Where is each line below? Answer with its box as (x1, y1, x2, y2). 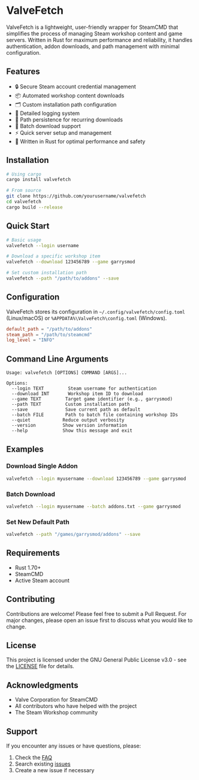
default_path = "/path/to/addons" (6, 326, 93, 332)
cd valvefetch (6, 199, 42, 205)
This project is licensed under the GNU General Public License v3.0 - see (6, 656, 187, 663)
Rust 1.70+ (14, 564, 41, 571)
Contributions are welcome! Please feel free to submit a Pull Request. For (6, 610, 187, 617)
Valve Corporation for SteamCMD (14, 696, 98, 704)
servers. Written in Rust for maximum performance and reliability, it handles (6, 36, 193, 43)
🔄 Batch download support (14, 122, 81, 129)
